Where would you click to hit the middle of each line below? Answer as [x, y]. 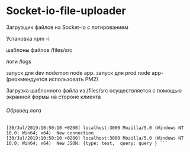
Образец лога [24, 110]
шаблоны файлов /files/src [39, 50]
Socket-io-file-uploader [66, 11]
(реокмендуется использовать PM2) [52, 79]
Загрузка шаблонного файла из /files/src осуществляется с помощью [94, 90]
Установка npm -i [28, 38]
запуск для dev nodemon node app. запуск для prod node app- [85, 72]
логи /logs [19, 61]
